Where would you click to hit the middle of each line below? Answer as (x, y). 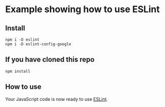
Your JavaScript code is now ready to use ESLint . (56, 99)
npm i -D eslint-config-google (38, 44)
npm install (18, 71)
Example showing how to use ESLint (82, 9)
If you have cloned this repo (50, 60)
